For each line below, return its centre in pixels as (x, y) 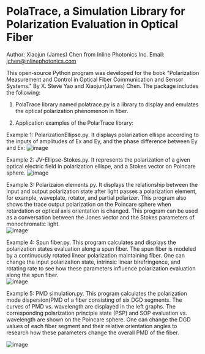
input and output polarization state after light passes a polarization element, (102, 191)
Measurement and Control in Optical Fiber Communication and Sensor (95, 79)
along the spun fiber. (32, 275)
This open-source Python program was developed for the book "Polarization (103, 73)
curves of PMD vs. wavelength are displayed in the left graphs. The (91, 306)
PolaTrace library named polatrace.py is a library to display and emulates (107, 104)
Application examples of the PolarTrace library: (74, 123)
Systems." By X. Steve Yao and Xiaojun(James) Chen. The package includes (102, 86)
